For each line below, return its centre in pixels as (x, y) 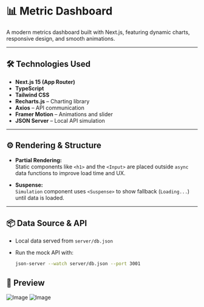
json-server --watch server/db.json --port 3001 (78, 264)
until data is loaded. (40, 198)
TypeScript (29, 88)
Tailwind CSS (32, 95)
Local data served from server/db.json (64, 241)
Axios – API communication (50, 108)
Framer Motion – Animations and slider (64, 114)
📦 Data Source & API (47, 223)
